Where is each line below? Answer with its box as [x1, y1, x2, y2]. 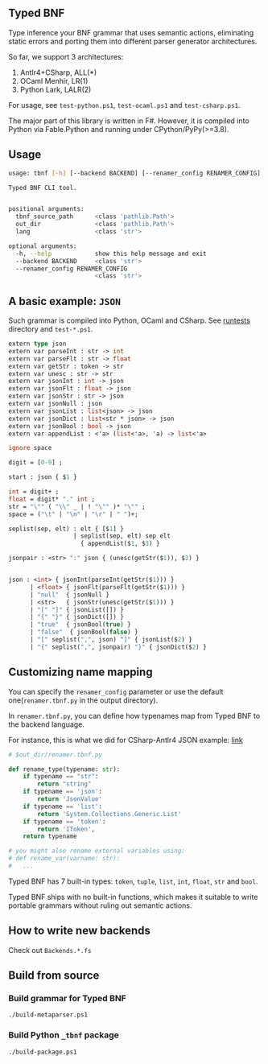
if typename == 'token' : [23, 817, 106, 826]
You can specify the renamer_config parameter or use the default [8, 687, 224, 696]
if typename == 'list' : [23, 802, 103, 810]
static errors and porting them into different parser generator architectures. [8, 36, 258, 46]
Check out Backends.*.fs [8, 945, 92, 955]
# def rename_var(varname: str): [8, 855, 121, 863]
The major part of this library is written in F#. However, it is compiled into [8, 116, 249, 126]
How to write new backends [8, 924, 151, 938]
